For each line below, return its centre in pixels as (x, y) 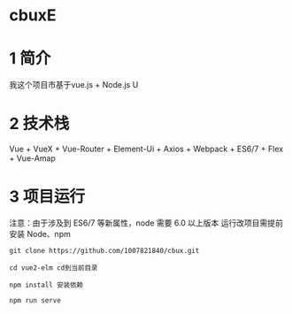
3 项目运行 (47, 197)
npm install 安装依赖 (46, 285)
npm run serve (35, 301)
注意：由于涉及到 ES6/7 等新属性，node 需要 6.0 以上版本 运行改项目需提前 (146, 223)
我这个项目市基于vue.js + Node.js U (74, 85)
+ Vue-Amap (32, 158)
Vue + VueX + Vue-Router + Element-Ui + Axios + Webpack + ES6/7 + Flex (146, 149)
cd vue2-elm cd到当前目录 (54, 268)
